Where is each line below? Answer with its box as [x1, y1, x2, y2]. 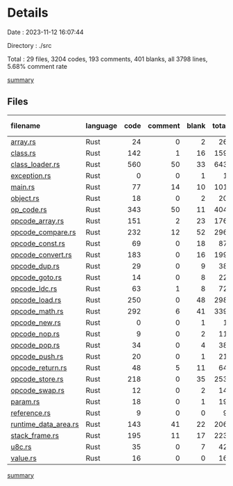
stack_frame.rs [10, 430, 59, 440]
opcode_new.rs [10, 318, 61, 327]
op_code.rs [10, 204, 47, 214]
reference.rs [10, 408, 51, 418]
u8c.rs [10, 442, 32, 451]
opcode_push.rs [10, 351, 64, 361]
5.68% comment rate [7, 62, 68, 70]
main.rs [10, 182, 35, 192]
